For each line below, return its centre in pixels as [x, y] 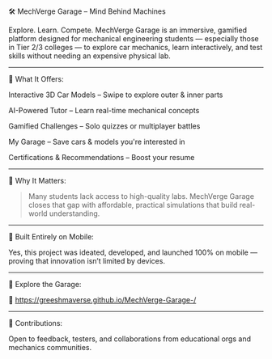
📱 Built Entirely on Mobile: [51, 237]
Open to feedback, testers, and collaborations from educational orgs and [130, 339]
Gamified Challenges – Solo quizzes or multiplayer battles [104, 126]
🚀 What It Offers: [36, 79]
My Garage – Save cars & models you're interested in [97, 141]
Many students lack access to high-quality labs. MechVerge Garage [141, 196]
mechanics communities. [50, 347]
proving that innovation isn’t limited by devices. [87, 261]
